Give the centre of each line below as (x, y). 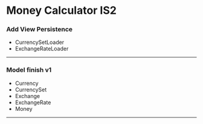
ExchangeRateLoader (42, 49)
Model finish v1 (29, 70)
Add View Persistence (40, 29)
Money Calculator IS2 (61, 11)
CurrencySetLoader (40, 42)
